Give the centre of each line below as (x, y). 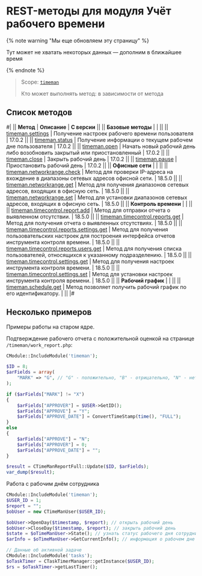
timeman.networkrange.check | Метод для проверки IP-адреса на (90, 172)
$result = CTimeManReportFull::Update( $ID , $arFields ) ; (78, 467)
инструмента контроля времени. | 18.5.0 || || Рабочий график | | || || (93, 280)
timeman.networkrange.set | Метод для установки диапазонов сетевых (97, 197)
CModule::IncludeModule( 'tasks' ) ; (50, 556)
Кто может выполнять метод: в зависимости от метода (92, 93)
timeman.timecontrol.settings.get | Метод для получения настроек (90, 261)
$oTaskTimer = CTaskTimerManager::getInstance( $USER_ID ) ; (80, 561)
